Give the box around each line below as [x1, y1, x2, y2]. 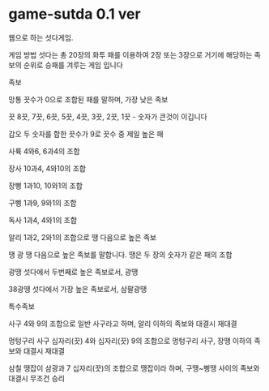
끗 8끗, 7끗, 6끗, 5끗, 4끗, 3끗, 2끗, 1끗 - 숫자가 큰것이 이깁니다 [8, 111, 208, 122]
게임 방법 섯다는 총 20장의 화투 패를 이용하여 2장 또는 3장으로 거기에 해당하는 [8, 49, 253, 59]
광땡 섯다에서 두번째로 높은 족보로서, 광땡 [8, 267, 139, 277]
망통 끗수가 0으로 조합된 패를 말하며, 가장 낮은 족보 [8, 94, 169, 104]
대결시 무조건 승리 [8, 373, 65, 383]
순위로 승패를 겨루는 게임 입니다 [23, 60, 123, 70]
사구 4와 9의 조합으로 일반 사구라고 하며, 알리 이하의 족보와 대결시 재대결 [8, 318, 237, 329]
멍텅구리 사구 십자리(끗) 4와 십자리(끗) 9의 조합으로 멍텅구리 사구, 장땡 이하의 [8, 336, 253, 346]
